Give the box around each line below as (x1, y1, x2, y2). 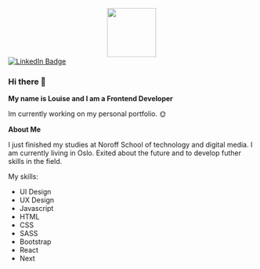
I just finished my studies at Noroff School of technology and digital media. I (8, 140, 253, 150)
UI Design (19, 187, 52, 197)
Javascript (19, 204, 54, 213)
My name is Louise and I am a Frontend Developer (8, 94, 174, 104)
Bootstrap (19, 237, 52, 246)
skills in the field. (8, 157, 63, 166)
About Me (8, 125, 42, 134)
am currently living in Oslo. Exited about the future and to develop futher (8, 148, 241, 158)
